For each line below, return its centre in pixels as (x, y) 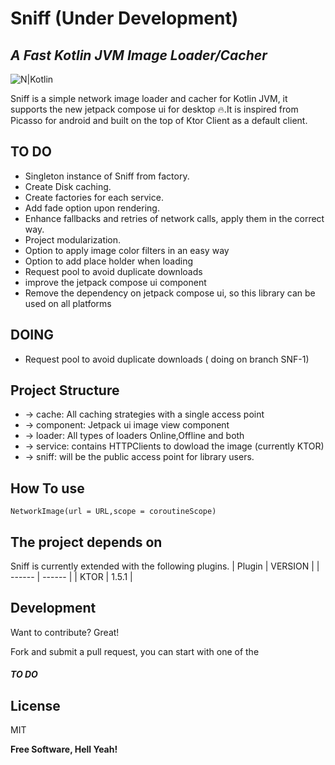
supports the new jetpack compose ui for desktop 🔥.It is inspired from (154, 109)
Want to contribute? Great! (65, 632)
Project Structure (65, 390)
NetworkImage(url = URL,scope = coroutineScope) (113, 512)
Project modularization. (73, 239)
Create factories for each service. (94, 197)
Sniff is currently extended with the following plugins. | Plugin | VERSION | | (165, 566)
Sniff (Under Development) (124, 18)
